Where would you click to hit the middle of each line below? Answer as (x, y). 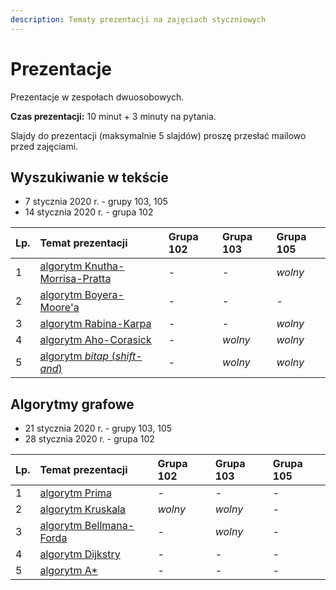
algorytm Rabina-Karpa (95, 324)
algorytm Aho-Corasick (95, 340)
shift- (128, 356)
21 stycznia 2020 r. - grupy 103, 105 (98, 428)
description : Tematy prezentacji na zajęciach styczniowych (138, 19)
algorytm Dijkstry (80, 554)
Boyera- (104, 295)
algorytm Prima (76, 493)
